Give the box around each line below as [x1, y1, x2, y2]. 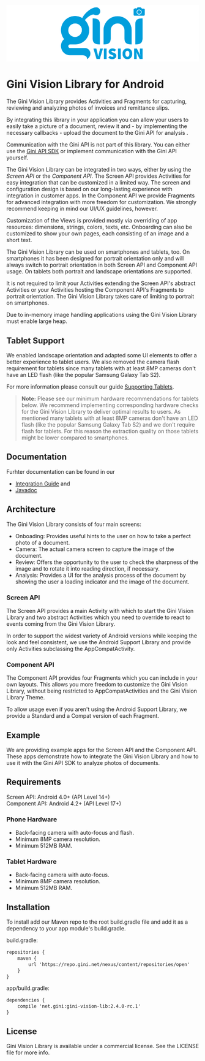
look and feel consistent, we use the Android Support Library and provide [6, 638, 192, 645]
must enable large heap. [6, 318, 67, 325]
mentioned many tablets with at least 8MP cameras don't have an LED [21, 414, 198, 422]
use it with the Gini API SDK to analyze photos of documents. [6, 759, 160, 767]
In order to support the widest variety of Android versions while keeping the [6, 632, 198, 639]
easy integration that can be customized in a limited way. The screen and [6, 179, 191, 186]
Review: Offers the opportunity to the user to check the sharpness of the [15, 558, 199, 566]
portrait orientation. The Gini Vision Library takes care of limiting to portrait [6, 293, 195, 300]
